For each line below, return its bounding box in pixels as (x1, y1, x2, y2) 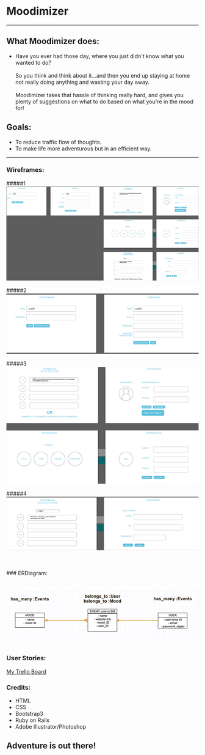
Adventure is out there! (6, 741, 96, 751)
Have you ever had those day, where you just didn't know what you (15, 52, 184, 59)
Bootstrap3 (15, 710, 44, 717)
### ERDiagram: (6, 569, 48, 576)
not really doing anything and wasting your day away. (15, 78, 149, 86)
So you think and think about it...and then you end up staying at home (15, 72, 190, 79)
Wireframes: (6, 166, 45, 174)
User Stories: (6, 654, 46, 663)
